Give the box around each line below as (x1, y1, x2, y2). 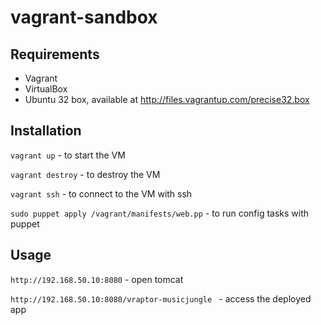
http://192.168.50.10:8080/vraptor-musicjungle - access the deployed (10, 292, 312, 305)
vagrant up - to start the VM (10, 149, 126, 161)
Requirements (10, 46, 100, 63)
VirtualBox (24, 83, 68, 95)
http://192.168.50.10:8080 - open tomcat (10, 273, 184, 285)
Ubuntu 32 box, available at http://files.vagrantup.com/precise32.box (24, 94, 310, 105)
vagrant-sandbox (10, 6, 158, 29)
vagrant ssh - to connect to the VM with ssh (10, 187, 193, 200)
